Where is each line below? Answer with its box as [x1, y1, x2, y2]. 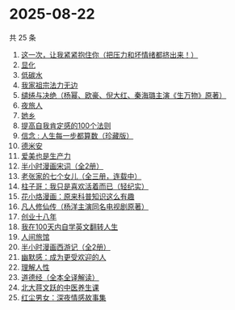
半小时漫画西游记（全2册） [20, 242, 111, 252]
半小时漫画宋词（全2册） [20, 161, 104, 171]
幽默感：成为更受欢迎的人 [20, 252, 107, 261]
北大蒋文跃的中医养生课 [20, 282, 99, 292]
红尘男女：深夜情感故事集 [20, 292, 107, 302]
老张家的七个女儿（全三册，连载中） [20, 171, 142, 180]
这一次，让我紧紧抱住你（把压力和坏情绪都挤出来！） [20, 49, 199, 59]
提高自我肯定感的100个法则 [20, 121, 111, 130]
